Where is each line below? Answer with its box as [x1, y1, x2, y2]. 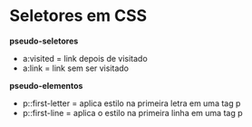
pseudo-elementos [9, 80, 83, 91]
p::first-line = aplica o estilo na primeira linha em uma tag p [22, 107, 243, 118]
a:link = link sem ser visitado [22, 63, 130, 73]
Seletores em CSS [9, 5, 148, 26]
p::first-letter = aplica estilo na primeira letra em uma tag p [22, 97, 241, 109]
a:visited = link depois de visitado [22, 53, 148, 63]
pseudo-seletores [9, 35, 79, 46]
